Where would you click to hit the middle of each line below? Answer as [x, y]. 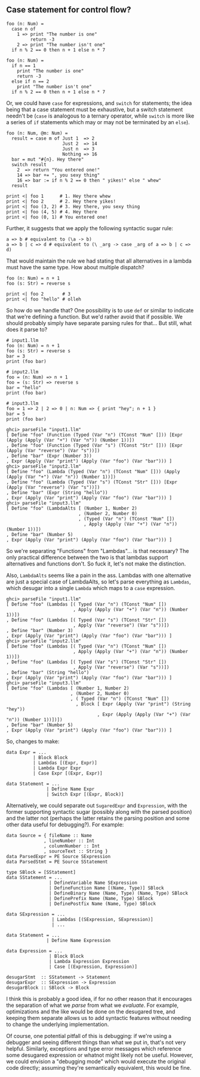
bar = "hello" [24, 387]
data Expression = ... [34, 951]
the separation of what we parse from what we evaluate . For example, [93, 1005]
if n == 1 [24, 65]
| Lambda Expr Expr [57, 768]
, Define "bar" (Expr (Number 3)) [49, 456]
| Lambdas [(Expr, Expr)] [65, 763]
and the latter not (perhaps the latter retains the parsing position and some [98, 818]
